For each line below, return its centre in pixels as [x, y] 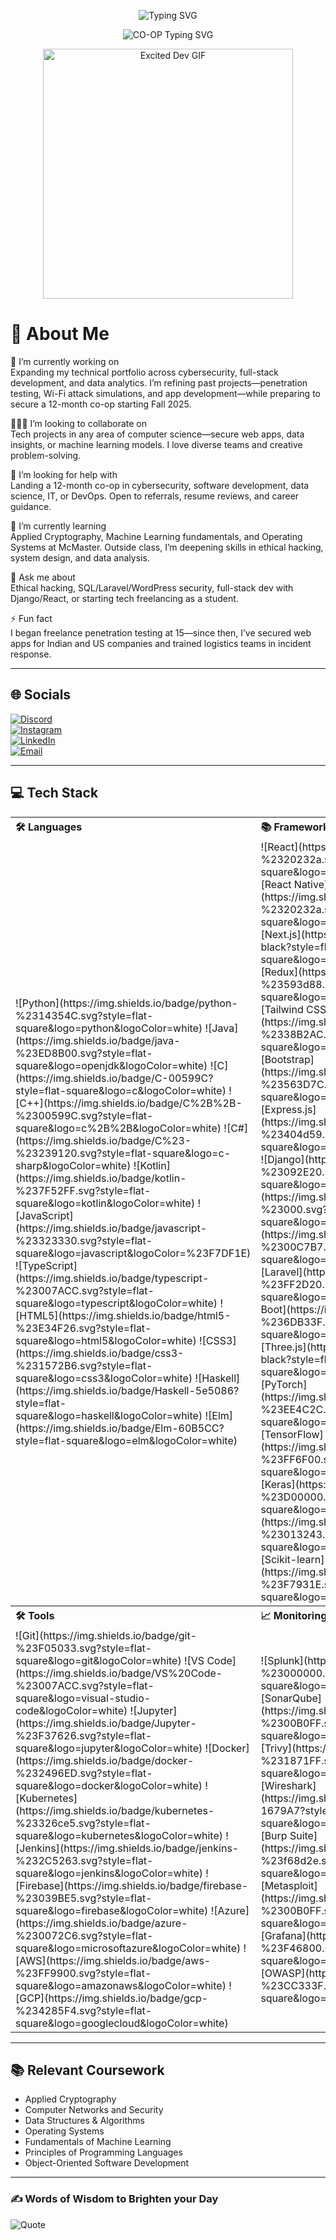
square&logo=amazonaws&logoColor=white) [121, 1985]
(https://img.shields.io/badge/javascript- [111, 1228]
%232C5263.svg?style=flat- [84, 1860]
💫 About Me [60, 334]
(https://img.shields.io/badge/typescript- [112, 1278]
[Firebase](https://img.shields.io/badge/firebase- [132, 1885]
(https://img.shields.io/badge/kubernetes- [115, 1810]
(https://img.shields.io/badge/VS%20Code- [119, 1673]
